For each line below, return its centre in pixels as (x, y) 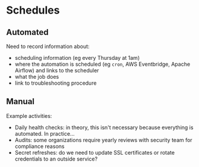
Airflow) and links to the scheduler (57, 70)
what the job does (37, 77)
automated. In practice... (45, 133)
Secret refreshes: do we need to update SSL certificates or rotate (95, 152)
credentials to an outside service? (56, 159)
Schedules (33, 10)
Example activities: (29, 115)
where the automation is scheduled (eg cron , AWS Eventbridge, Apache (102, 64)
